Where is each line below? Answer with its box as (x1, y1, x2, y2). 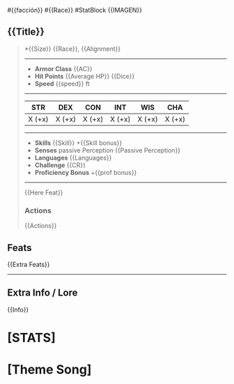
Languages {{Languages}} (34, 153, 112, 162)
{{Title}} (7, 26, 45, 38)
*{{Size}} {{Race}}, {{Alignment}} (24, 45, 120, 53)
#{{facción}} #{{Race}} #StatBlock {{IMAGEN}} (7, 6, 143, 14)
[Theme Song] (7, 362, 92, 378)
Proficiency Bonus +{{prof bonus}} (34, 168, 137, 176)
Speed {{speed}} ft (34, 79, 90, 88)
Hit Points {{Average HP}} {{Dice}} (34, 72, 135, 80)
